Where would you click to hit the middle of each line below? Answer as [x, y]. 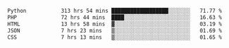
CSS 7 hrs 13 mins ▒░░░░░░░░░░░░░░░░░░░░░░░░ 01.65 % [114, 37]
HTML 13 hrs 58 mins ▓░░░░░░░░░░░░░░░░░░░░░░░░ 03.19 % [114, 24]
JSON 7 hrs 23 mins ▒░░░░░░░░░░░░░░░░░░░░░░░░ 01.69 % [114, 30]
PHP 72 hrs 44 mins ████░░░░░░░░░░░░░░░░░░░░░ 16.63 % [114, 17]
